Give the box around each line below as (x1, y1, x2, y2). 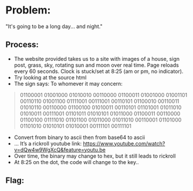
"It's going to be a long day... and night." (5, 23, 103, 30)
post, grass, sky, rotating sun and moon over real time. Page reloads (13, 61, 180, 68)
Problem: (5, 4, 51, 17)
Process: (5, 40, 39, 50)
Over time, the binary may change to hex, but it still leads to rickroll (13, 152, 176, 159)
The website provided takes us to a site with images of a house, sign (13, 55, 180, 62)
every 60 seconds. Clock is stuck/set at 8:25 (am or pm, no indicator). (13, 68, 184, 75)
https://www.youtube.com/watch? (83, 140, 165, 147)
